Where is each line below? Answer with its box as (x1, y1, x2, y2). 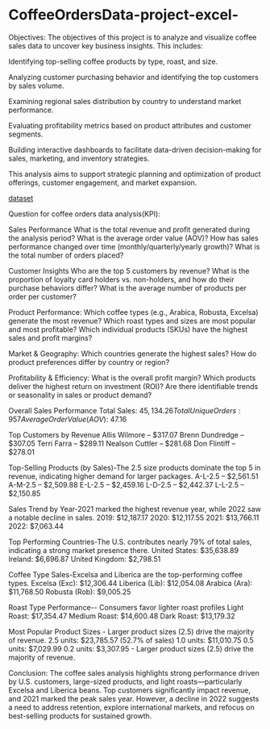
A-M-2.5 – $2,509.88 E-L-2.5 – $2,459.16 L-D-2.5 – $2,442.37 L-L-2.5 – (8, 480, 244, 489)
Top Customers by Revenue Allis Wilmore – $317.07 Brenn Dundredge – (8, 429, 244, 439)
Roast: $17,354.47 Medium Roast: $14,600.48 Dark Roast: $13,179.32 (8, 611, 235, 621)
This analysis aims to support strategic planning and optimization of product (8, 169, 261, 178)
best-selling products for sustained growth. (8, 710, 152, 720)
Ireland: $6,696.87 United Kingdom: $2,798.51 (8, 554, 161, 564)
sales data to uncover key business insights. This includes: (8, 40, 203, 50)
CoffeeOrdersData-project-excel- (8, 6, 239, 24)
